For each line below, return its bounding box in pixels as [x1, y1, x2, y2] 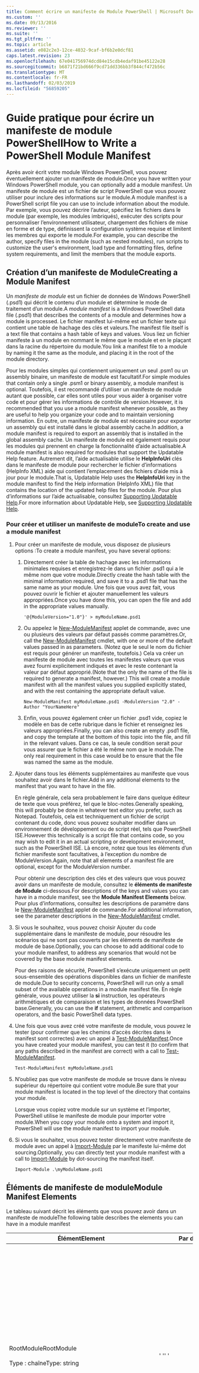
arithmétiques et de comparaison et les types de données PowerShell [14, 998, 185, 1005]
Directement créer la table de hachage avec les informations [23, 558, 171, 565]
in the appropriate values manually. [23, 602, 110, 610]
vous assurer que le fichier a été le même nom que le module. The [23, 745, 184, 753]
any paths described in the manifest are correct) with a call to [14, 1047, 165, 1054]
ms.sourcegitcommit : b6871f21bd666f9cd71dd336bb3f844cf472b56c [6, 63, 166, 70]
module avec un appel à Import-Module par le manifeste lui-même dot [14, 1142, 187, 1149]
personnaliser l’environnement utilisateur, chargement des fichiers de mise [6, 218, 188, 226]
